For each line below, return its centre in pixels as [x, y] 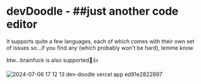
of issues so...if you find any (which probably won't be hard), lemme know [100, 48]
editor [22, 24]
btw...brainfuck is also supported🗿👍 [52, 60]
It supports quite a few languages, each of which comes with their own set [100, 41]
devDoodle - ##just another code [93, 11]
